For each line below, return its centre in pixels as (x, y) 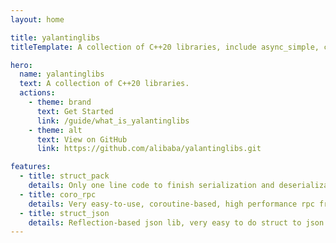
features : (31, 167)
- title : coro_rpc (58, 194)
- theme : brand (60, 102)
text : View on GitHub (82, 139)
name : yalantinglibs (62, 74)
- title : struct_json (64, 213)
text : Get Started (75, 111)
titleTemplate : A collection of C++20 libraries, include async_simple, (165, 47)
